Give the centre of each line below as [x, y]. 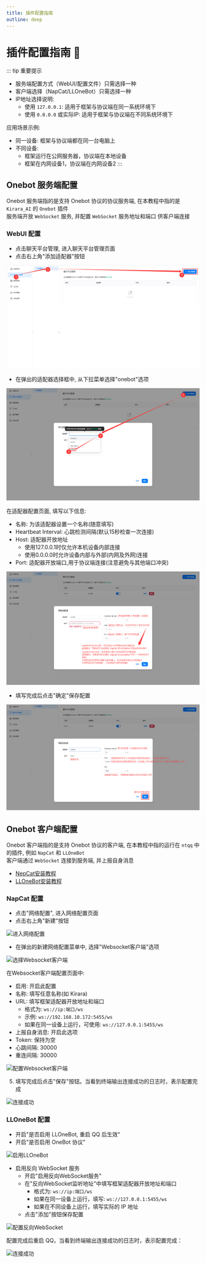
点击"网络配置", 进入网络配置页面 [57, 913]
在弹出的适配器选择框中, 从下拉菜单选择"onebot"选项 [82, 379]
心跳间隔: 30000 [36, 1048]
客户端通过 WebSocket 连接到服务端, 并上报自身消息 [70, 860]
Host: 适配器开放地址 [42, 539]
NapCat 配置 [25, 899]
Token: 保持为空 [35, 1040]
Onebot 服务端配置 [42, 185]
